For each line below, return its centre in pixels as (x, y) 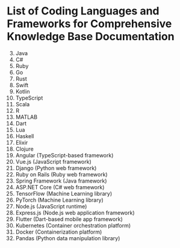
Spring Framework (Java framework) (61, 181)
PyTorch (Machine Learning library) (60, 200)
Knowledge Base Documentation (91, 37)
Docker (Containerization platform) (59, 232)
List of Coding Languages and (83, 11)
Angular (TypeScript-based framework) (64, 155)
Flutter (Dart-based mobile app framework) (69, 219)
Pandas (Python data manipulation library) (68, 238)
